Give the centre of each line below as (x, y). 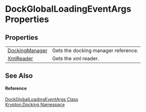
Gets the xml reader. (76, 58)
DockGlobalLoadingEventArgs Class (42, 99)
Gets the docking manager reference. (95, 51)
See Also (19, 76)
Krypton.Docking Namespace (35, 104)
